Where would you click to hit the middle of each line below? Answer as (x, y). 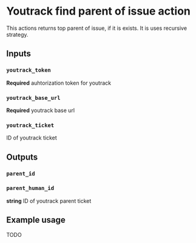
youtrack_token (29, 70)
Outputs (22, 157)
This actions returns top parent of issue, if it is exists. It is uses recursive (96, 28)
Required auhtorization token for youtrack (59, 83)
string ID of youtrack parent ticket (49, 201)
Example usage (36, 220)
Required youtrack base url (40, 110)
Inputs (19, 54)
